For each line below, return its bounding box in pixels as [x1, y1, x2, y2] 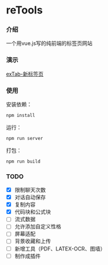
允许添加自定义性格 [14, 223, 62, 230]
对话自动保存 [14, 194, 46, 201]
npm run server [6, 135, 43, 141]
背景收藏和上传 [14, 238, 51, 245]
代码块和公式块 [14, 208, 51, 215]
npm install [6, 112, 35, 119]
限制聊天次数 [14, 187, 46, 193]
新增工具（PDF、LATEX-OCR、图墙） [14, 245, 106, 252]
